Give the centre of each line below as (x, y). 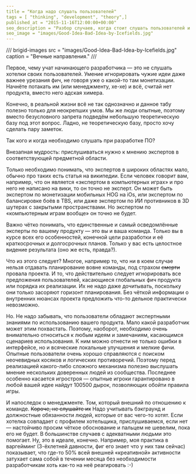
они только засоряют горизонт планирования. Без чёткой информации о (97, 292)
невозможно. (23, 305)
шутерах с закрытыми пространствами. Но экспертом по (79, 207)
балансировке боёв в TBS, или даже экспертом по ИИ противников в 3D (98, 201)
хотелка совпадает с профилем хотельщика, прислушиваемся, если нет (97, 422)
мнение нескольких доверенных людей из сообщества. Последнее (91, 373)
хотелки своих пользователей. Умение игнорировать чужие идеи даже (96, 74)
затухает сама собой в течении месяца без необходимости (81, 459)
